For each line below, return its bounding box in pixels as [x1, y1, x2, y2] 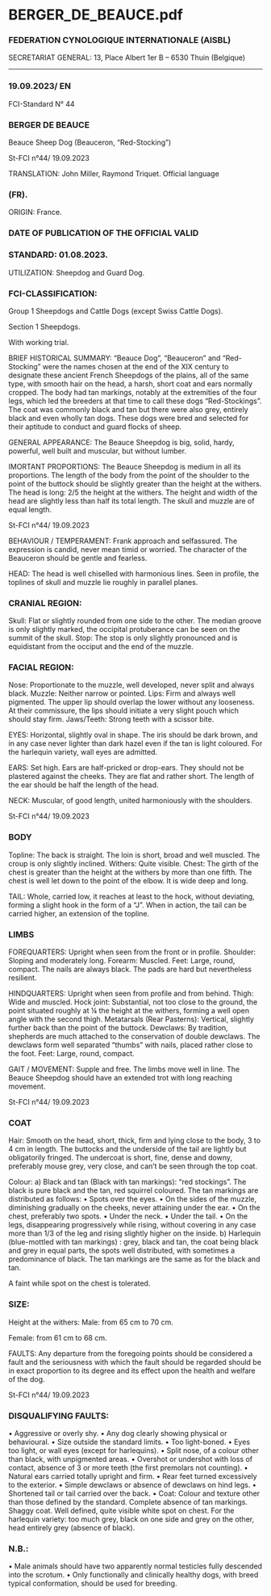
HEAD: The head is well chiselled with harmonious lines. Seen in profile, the [8, 568, 260, 579]
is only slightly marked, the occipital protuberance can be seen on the [8, 625, 240, 634]
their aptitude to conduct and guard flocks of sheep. [8, 422, 182, 432]
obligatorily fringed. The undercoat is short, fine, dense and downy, [8, 1153, 232, 1163]
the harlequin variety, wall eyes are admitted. [8, 747, 158, 757]
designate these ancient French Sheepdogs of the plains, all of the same [8, 370, 249, 380]
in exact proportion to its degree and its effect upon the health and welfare [8, 1366, 256, 1375]
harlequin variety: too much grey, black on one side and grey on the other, [8, 1514, 255, 1524]
